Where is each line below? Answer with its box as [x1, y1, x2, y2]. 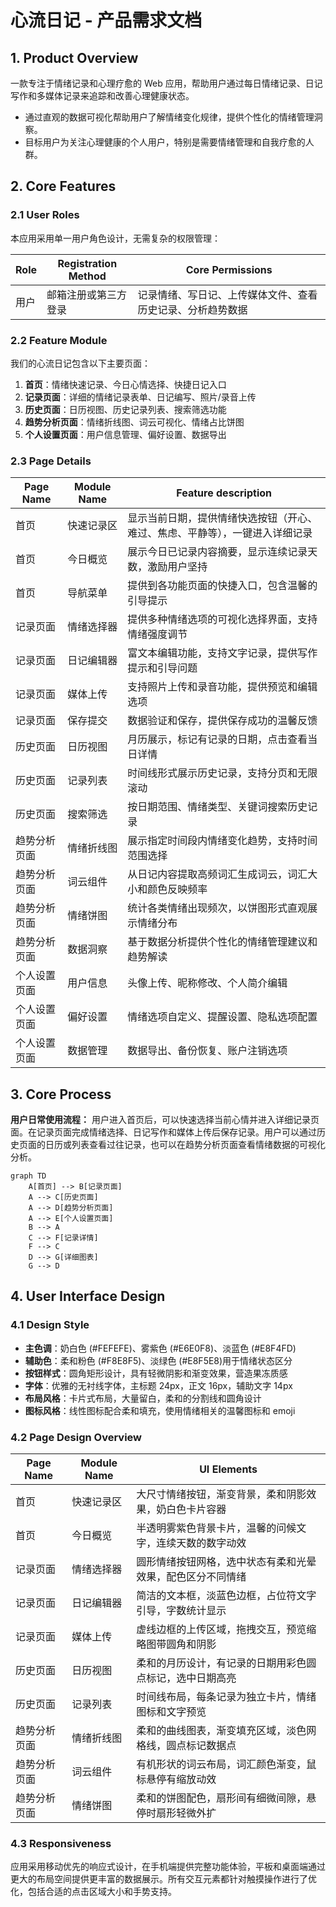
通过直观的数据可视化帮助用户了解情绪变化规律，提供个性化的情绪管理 [24, 111, 315, 123]
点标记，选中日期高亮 [136, 1671, 237, 1685]
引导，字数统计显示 [136, 1604, 227, 1618]
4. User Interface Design [10, 1288, 166, 1305]
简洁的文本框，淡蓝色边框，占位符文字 [136, 1589, 317, 1603]
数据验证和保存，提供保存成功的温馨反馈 [127, 714, 318, 728]
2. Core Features [10, 178, 117, 195]
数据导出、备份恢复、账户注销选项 [127, 1044, 288, 1058]
